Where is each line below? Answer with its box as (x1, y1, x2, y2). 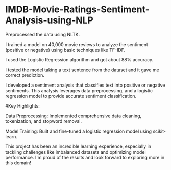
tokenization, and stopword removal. (5, 118, 82, 124)
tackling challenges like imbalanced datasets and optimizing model (5, 148, 146, 155)
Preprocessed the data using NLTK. (5, 31, 80, 37)
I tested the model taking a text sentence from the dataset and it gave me (5, 67, 159, 73)
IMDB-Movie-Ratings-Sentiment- (5, 4, 150, 15)
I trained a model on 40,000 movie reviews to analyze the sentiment (5, 41, 148, 47)
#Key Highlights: (5, 102, 40, 109)
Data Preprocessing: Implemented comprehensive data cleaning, (5, 113, 142, 119)
